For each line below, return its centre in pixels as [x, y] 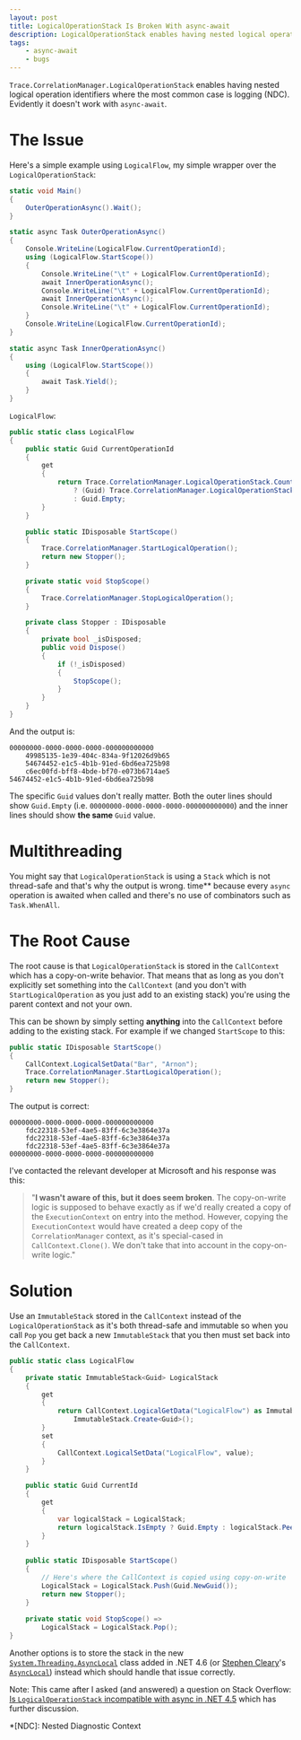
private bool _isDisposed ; [92, 639]
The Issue [47, 140]
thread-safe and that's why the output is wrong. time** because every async [150, 886]
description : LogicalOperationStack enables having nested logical [138, 34]
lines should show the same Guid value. [82, 815]
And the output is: [42, 731]
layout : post [34, 17]
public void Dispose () [84, 648]
